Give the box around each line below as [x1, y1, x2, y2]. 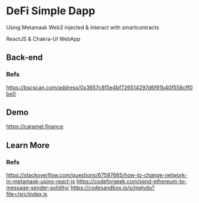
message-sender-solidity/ [6, 184, 70, 191]
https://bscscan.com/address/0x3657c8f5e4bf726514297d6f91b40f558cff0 [6, 84, 193, 91]
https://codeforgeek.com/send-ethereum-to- [76, 178, 187, 185]
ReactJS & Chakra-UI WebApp [6, 35, 81, 42]
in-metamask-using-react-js [6, 178, 75, 185]
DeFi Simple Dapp [6, 4, 96, 18]
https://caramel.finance [6, 123, 64, 130]
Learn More [6, 140, 50, 150]
